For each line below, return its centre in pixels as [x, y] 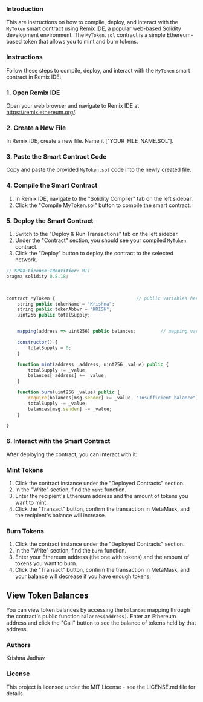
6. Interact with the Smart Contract [58, 441]
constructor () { [38, 343]
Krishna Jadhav [26, 658]
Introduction [25, 9]
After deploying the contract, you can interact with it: [72, 454]
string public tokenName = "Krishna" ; [66, 304]
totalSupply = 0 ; [50, 348]
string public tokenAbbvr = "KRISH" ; [65, 310]
